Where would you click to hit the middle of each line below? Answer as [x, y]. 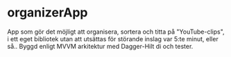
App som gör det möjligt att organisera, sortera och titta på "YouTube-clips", [116, 32]
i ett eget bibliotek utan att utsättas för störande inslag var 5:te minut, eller [113, 38]
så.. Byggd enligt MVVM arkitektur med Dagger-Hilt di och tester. [100, 46]
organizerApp [48, 13]
